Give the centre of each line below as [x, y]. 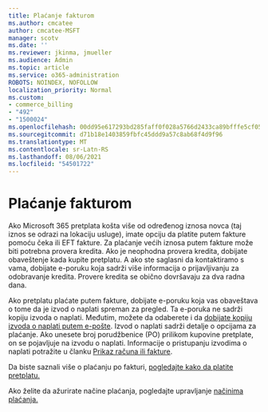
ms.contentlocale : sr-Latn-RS [59, 149]
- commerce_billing [41, 105]
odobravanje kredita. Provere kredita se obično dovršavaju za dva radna [127, 277]
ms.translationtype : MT [48, 142]
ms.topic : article [39, 68]
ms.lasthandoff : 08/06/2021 [55, 156]
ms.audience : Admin [41, 61]
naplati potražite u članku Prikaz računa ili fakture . [91, 351]
